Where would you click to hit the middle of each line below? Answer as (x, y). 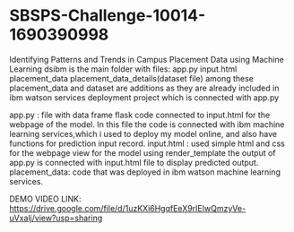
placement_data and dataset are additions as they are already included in (144, 88)
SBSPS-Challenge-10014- (108, 16)
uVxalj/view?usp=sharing (56, 218)
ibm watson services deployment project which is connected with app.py (144, 97)
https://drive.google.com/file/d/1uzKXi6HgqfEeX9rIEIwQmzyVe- (128, 208)
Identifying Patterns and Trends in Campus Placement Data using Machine (147, 59)
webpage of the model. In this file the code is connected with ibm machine (147, 124)
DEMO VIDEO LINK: (46, 199)
